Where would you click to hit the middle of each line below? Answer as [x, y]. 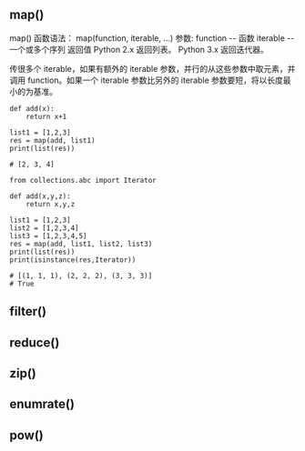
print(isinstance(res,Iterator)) [73, 260]
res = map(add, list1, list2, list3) [81, 244]
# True [22, 284]
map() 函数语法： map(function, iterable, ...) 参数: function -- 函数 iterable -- [152, 38]
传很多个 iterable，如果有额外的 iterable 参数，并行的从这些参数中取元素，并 [152, 68]
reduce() [35, 342]
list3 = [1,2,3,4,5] [49, 236]
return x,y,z [51, 204]
